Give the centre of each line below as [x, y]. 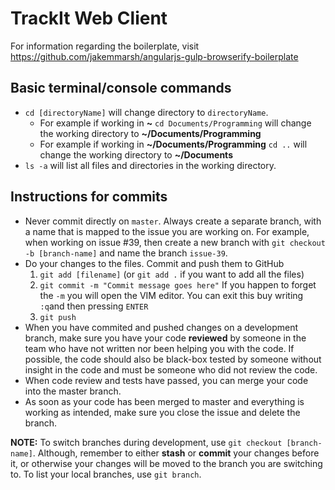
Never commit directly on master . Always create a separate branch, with [173, 221]
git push [58, 317]
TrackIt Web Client [89, 18]
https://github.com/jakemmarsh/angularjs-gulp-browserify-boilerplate [154, 56]
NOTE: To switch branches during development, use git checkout [146, 442]
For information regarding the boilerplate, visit [105, 46]
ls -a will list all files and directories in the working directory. [150, 165]
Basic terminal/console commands [121, 88]
